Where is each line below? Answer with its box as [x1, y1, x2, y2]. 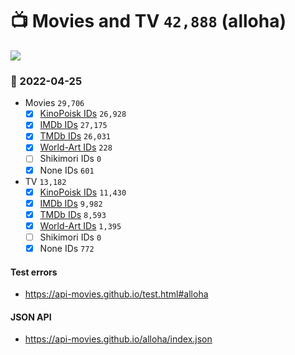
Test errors [10, 266, 58, 278]
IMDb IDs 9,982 [39, 197, 103, 209]
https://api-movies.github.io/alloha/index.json [24, 333, 213, 345]
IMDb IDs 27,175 [39, 119, 108, 131]
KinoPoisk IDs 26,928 [39, 108, 127, 120]
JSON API [10, 311, 52, 323]
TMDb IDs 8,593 [39, 208, 107, 220]
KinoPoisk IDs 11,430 [39, 186, 127, 198]
